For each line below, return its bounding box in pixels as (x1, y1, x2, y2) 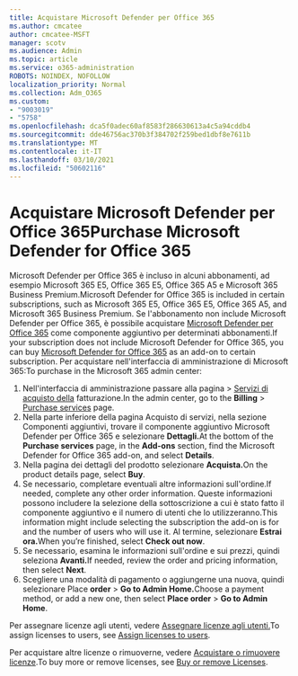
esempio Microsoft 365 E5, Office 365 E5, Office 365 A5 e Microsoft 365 (9, 280, 278, 290)
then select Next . (22, 565, 87, 575)
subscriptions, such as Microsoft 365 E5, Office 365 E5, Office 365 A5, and (9, 298, 287, 310)
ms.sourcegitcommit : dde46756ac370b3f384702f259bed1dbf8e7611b (9, 130, 251, 139)
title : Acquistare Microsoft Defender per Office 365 (9, 13, 215, 22)
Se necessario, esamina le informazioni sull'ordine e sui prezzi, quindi (22, 546, 280, 556)
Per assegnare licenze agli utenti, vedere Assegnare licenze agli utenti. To (9, 620, 280, 631)
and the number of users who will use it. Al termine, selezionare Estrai (22, 527, 283, 538)
